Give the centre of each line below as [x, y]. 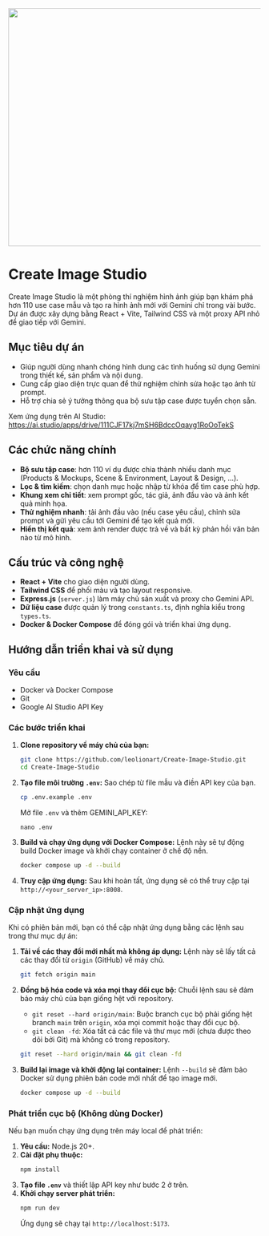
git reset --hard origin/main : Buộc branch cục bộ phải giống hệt [142, 1014]
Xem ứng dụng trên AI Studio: [57, 416]
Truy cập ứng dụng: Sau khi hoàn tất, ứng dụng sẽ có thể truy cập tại [134, 880]
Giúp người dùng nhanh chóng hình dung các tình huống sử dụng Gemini [140, 366]
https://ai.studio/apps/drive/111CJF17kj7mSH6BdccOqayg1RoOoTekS [121, 425]
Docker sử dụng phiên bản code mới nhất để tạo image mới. [118, 1078]
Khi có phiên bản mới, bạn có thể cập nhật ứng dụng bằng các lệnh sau [126, 927]
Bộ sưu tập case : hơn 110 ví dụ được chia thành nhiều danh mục [125, 469]
